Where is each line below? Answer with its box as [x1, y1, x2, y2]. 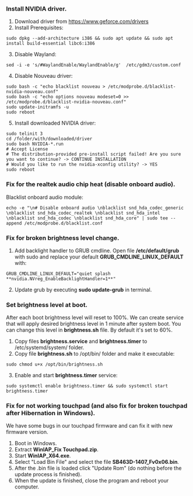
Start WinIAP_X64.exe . [14, 452, 71, 459]
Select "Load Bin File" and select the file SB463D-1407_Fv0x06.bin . [14, 459, 180, 466]
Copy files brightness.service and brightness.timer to [14, 338, 148, 345]
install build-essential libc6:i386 [6, 40, 95, 47]
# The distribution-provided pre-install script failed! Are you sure [6, 151, 181, 157]
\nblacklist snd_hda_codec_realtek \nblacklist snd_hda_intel [6, 210, 160, 216]
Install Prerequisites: [14, 24, 64, 31]
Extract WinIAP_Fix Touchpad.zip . [14, 446, 99, 453]
